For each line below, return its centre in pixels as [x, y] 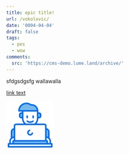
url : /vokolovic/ [28, 19]
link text [16, 92]
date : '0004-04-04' [30, 25]
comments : [19, 57]
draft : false [22, 32]
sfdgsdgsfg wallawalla [34, 81]
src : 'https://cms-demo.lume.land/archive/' [68, 63]
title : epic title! [30, 13]
